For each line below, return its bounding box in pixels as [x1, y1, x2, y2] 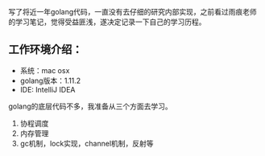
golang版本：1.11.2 [19, 76, 81, 85]
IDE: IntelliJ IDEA [19, 84, 76, 94]
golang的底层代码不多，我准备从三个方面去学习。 [8, 101, 173, 111]
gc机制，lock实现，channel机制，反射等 [19, 138, 155, 148]
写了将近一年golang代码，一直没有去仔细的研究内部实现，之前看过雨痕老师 [8, 7, 258, 16]
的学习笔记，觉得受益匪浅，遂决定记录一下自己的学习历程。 [8, 17, 206, 27]
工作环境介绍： [8, 43, 83, 56]
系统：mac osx [19, 65, 70, 75]
